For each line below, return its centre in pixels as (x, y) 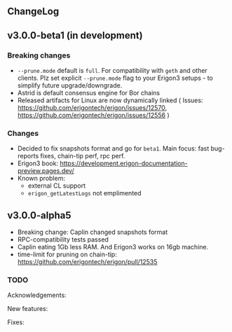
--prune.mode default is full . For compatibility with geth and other (112, 71)
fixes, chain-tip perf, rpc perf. (83, 156)
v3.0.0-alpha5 (39, 215)
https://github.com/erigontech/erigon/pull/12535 (87, 262)
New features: (28, 309)
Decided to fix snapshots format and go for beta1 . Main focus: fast (113, 148)
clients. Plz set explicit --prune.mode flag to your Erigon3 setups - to (115, 78)
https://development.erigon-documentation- (123, 163)
